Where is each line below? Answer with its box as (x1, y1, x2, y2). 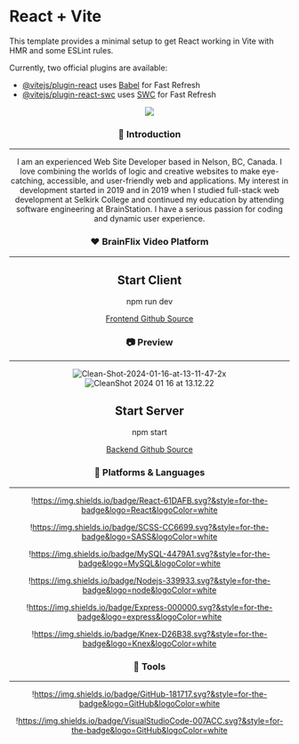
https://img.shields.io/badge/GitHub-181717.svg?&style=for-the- (34, 689, 268, 700)
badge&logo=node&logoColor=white (82, 585, 217, 595)
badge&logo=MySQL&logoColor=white (78, 558, 221, 569)
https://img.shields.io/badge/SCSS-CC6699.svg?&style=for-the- (32, 522, 270, 532)
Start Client (117, 272, 182, 287)
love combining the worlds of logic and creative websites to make (20, 166, 261, 177)
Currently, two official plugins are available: (9, 62, 168, 73)
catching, (10, 175, 45, 186)
